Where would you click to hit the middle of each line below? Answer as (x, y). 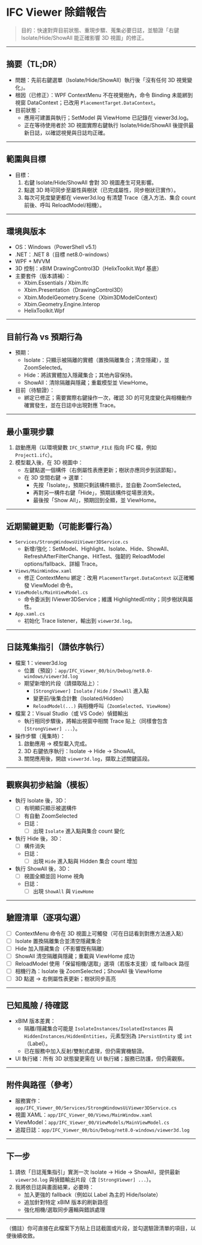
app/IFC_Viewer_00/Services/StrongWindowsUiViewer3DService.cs (96, 1108)
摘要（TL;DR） (34, 64)
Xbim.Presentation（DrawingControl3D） (75, 290)
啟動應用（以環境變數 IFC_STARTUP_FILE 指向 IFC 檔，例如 (86, 447)
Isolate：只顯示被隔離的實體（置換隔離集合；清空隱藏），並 (96, 360)
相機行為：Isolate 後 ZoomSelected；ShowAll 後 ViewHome (88, 971)
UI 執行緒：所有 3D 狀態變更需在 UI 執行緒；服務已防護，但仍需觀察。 (101, 1058)
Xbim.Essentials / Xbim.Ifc (56, 283)
